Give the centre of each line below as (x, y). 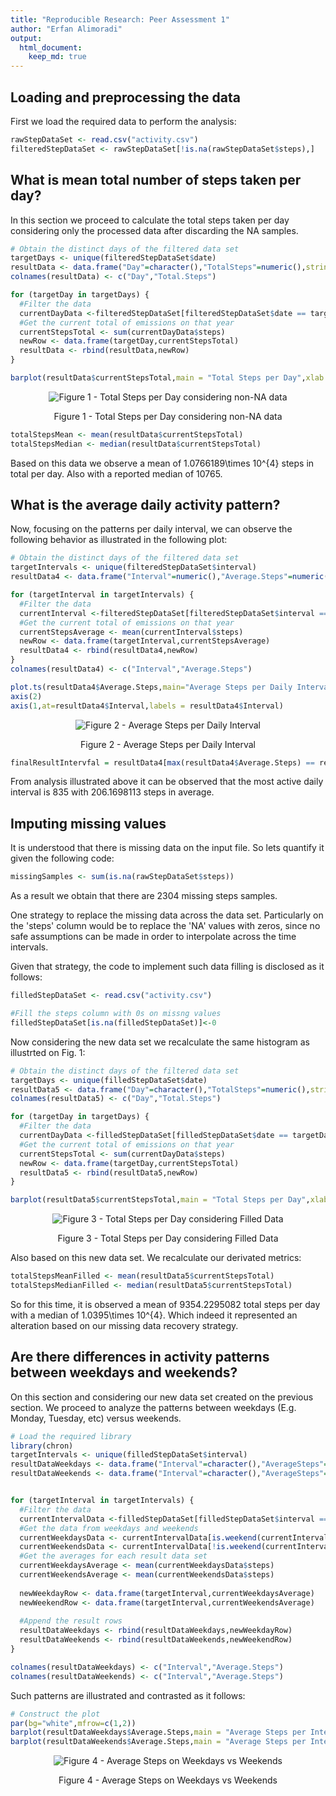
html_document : (51, 47)
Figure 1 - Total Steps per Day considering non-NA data (168, 416)
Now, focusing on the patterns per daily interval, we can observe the (151, 529)
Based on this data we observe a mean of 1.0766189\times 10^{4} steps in (162, 463)
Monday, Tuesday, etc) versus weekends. (96, 1418)
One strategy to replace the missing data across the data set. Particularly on (167, 915)
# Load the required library (71, 1436)
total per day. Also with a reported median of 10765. (116, 473)
